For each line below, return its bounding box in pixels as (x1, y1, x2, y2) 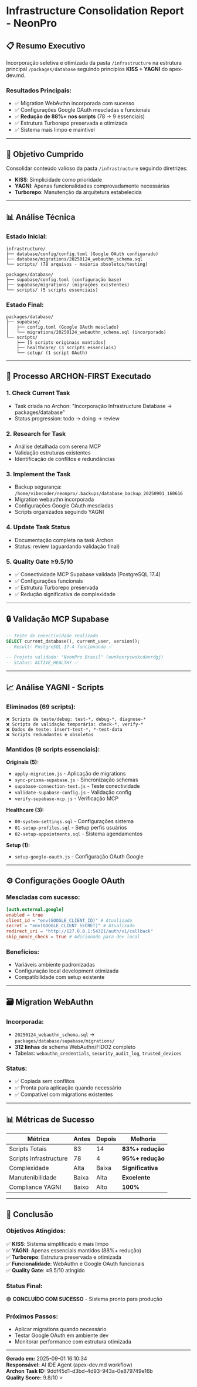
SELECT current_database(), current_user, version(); (6, 638, 141, 644)
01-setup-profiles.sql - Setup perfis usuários (14, 824, 127, 831)
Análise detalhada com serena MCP (14, 443, 101, 450)
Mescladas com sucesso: (6, 893, 80, 901)
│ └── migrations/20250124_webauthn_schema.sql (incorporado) (6, 329, 167, 336)
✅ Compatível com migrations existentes (14, 1091, 113, 1098)
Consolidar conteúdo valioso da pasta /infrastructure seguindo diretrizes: (6, 165, 188, 172)
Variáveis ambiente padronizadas (14, 961, 96, 968)
